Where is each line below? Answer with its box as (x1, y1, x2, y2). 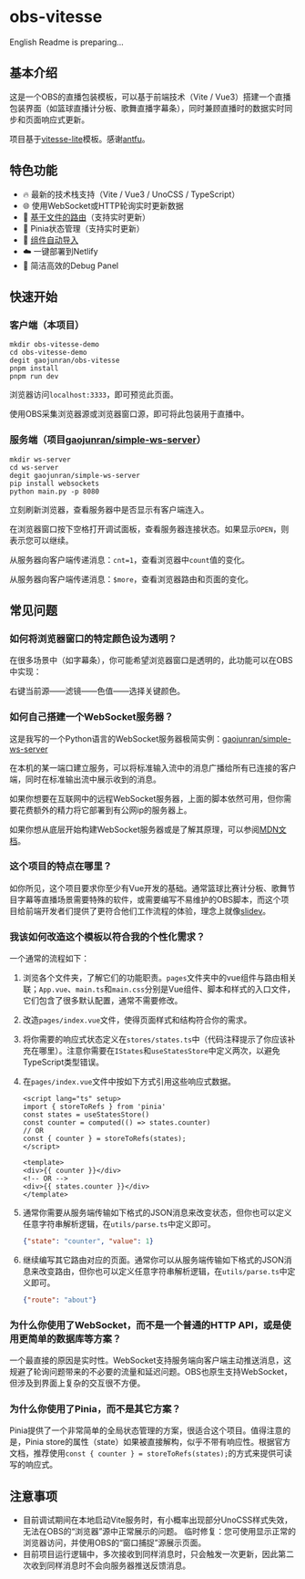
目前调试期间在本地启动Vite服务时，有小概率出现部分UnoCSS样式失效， (22, 1514, 293, 1525)
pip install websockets (9, 479, 100, 488)
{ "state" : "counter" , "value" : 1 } (22, 1237, 155, 1246)
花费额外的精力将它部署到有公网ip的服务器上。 (16, 805, 192, 815)
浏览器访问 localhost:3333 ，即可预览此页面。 (9, 390, 179, 400)
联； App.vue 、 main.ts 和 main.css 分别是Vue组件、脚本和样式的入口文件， (22, 983, 296, 995)
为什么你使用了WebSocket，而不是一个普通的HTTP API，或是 (9, 1318, 282, 1331)
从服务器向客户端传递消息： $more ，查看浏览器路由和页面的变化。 (9, 573, 253, 585)
